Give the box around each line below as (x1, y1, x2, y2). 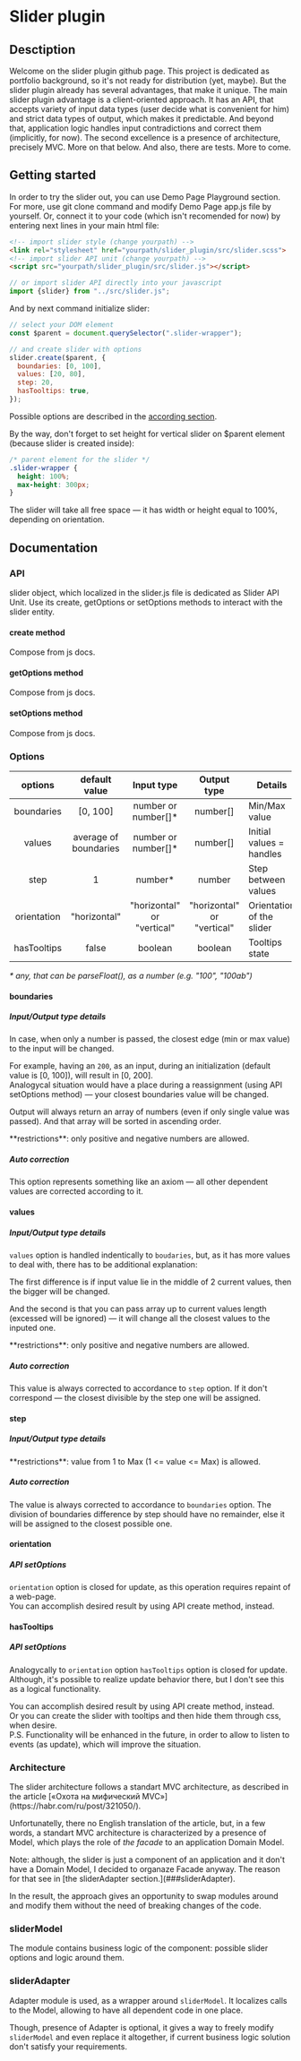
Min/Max (247, 799, 286, 812)
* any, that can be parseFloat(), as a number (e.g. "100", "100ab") (9, 970, 253, 981)
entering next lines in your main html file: (9, 219, 159, 230)
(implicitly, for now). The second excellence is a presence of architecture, (9, 133, 280, 142)
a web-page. (9, 1592, 56, 1602)
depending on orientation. (9, 514, 105, 525)
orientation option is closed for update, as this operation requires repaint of (9, 1582, 291, 1593)
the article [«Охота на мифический (9, 1790, 141, 1801)
